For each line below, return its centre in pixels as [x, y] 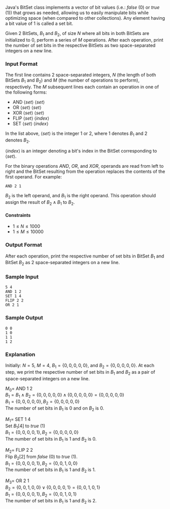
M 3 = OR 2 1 [17, 481]
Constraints [18, 215]
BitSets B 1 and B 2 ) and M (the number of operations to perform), [72, 81]
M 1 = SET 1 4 [18, 420]
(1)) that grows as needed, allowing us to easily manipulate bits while [77, 13]
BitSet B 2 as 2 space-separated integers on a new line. [63, 263]
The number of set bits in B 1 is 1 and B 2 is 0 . [51, 440]
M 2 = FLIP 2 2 [19, 451]
